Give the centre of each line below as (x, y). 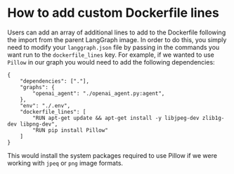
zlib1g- (213, 118)
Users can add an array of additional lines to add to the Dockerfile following (117, 32)
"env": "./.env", (45, 106)
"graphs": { (37, 87)
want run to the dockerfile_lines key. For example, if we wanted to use (111, 55)
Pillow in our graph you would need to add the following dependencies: (111, 62)
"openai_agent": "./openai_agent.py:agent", (99, 93)
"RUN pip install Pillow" (71, 130)
